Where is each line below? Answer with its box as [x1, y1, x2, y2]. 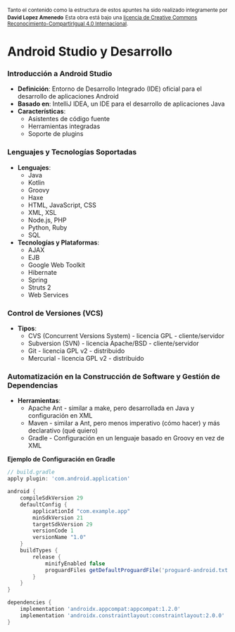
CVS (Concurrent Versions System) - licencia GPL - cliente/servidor [27, 332, 225, 340]
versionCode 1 [32, 527, 74, 535]
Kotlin [27, 178, 45, 187]
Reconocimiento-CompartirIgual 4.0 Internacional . [7, 20, 129, 27]
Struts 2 [27, 283, 51, 292]
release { [32, 553, 61, 560]
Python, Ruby [27, 223, 68, 232]
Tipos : [17, 324, 37, 333]
